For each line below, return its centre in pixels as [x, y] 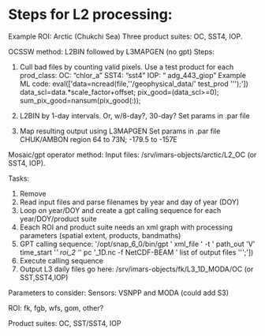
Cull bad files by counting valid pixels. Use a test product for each [127, 67]
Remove [33, 193]
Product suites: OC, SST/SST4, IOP [65, 323]
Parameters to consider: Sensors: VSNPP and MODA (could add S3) [119, 293]
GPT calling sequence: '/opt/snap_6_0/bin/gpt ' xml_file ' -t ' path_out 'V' [137, 244]
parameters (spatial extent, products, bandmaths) [100, 235]
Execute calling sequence [62, 260]
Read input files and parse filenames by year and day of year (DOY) [129, 202]
